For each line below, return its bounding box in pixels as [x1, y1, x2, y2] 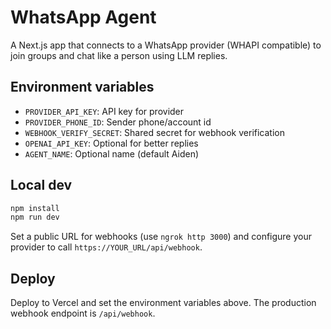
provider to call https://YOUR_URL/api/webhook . [10, 241, 203, 253]
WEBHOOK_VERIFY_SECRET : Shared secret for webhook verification [24, 126, 285, 138]
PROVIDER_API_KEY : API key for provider [24, 105, 185, 117]
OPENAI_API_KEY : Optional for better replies [24, 137, 199, 149]
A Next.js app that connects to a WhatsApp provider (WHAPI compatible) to [10, 39, 322, 51]
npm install [10, 203, 60, 213]
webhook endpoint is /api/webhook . [10, 307, 156, 320]
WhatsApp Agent [10, 6, 157, 29]
